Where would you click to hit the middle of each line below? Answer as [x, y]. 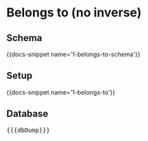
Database [27, 114]
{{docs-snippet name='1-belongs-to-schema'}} [74, 54]
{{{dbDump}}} [28, 130]
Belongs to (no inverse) [74, 13]
